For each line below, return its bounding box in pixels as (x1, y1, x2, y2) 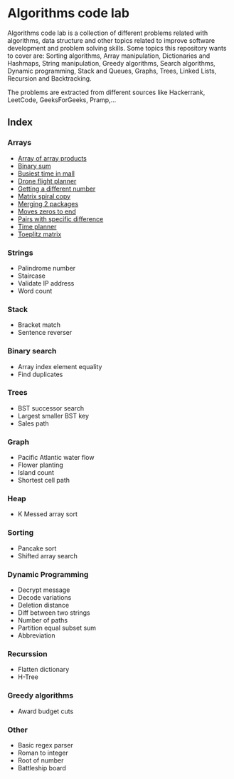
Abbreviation (17, 631, 55, 640)
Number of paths (17, 616, 68, 624)
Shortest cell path (17, 476, 70, 485)
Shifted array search (17, 551, 78, 560)
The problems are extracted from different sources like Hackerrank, (7, 88, 206, 96)
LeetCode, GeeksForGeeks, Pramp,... (7, 95, 117, 104)
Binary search (7, 346, 57, 356)
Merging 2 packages (17, 199, 79, 208)
